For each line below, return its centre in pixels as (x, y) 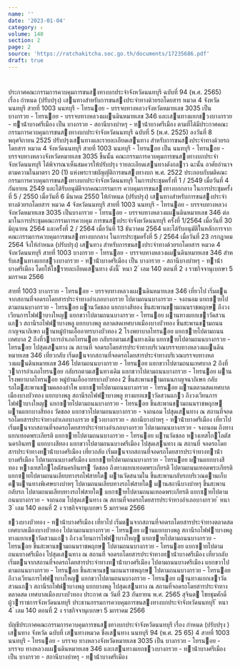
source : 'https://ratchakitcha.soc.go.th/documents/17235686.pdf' (109, 54)
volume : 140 (26, 34)
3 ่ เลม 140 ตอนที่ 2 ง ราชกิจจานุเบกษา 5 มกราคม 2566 (76, 507)
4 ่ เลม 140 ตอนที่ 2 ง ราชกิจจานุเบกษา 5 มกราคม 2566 (77, 610)
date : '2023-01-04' (37, 21)
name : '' (21, 14)
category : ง (25, 27)
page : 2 (20, 47)
